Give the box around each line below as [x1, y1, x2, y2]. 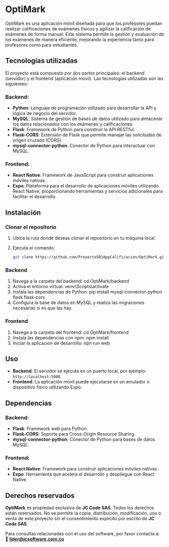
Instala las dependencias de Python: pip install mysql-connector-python [12, 289, 162, 295]
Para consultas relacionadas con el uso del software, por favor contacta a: [5, 531, 160, 537]
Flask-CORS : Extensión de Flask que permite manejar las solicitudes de [12, 132, 162, 138]
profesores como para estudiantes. [5, 42, 78, 48]
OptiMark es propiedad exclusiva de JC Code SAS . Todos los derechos [5, 505, 154, 511]
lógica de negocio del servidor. [12, 110, 77, 116]
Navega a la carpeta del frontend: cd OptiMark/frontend [12, 329, 129, 335]
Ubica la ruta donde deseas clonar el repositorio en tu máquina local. [12, 235, 156, 241]
